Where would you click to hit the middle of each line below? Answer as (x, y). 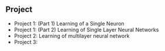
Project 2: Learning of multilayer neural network (72, 36)
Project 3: (26, 42)
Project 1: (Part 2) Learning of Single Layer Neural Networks (86, 30)
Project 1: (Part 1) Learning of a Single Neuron (69, 23)
